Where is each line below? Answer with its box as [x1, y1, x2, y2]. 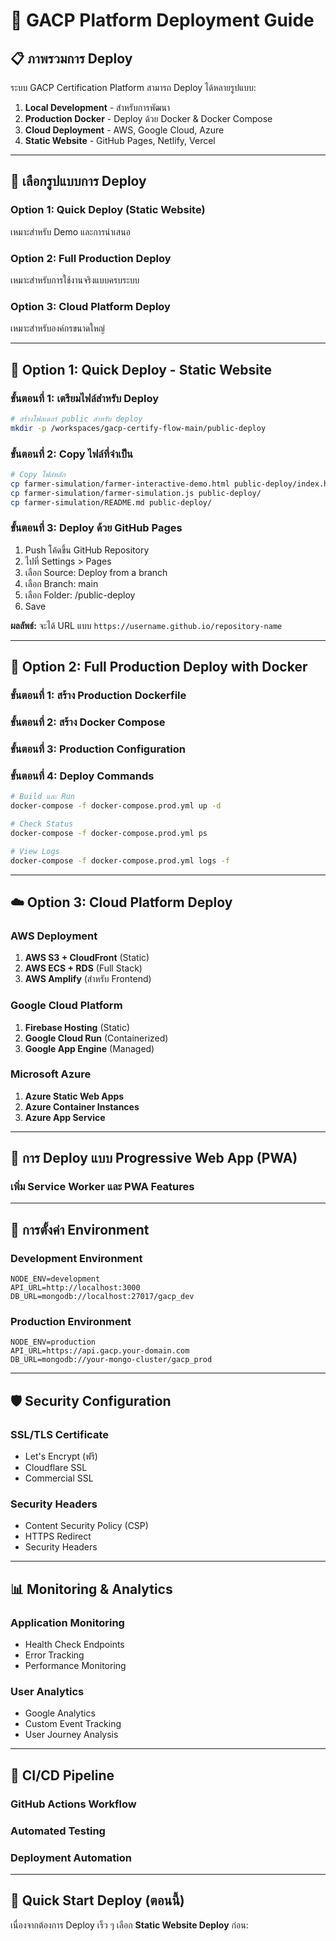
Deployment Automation [10, 1850, 132, 1864]
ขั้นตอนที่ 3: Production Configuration [10, 742, 186, 756]
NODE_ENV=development [10, 1274, 101, 1284]
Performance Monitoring [24, 1660, 127, 1672]
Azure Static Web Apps [24, 1090, 125, 1102]
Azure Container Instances [24, 1100, 140, 1113]
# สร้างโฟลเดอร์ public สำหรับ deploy [10, 414, 143, 424]
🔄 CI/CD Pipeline [10, 1767, 115, 1784]
